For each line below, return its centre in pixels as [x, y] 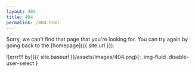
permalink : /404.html [33, 22]
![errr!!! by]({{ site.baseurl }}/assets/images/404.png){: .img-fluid [86, 57]
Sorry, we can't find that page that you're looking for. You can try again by [97, 40]
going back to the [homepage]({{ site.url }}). [61, 45]
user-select [20, 63]
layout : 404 [21, 12]
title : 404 [20, 17]
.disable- [178, 57]
